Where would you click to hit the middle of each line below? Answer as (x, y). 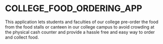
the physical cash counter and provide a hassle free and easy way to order (80, 32)
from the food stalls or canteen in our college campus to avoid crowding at (80, 27)
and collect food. (22, 37)
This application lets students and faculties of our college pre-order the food (82, 22)
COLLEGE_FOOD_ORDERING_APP (74, 8)
